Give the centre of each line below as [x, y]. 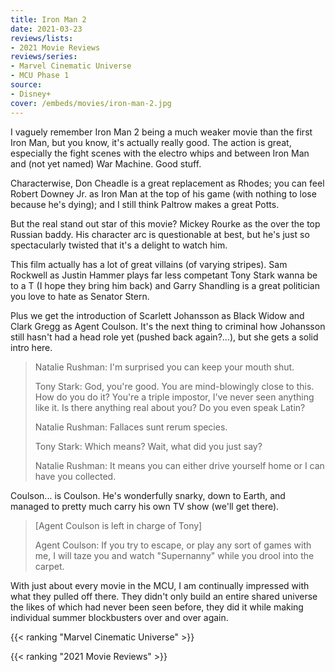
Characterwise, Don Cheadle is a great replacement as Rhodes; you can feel [167, 183]
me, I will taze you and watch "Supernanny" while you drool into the [174, 555]
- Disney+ [31, 94]
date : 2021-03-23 [46, 29]
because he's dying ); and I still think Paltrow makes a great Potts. [145, 204]
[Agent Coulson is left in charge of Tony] [118, 525]
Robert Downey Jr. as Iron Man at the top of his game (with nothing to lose [163, 193]
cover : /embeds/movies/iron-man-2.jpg [91, 103]
